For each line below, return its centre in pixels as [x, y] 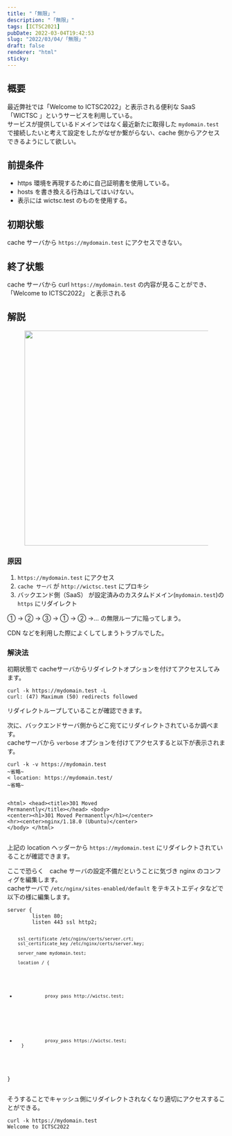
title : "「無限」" [32, 14]
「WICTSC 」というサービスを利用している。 [72, 115]
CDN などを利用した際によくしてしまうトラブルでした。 [88, 633]
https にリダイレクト [47, 603]
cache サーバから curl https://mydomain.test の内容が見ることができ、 [109, 284]
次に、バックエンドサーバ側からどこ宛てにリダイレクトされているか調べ [110, 725]
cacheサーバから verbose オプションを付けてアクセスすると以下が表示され [113, 743]
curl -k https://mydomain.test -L [57, 691]
